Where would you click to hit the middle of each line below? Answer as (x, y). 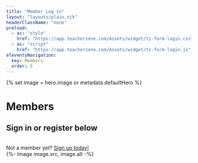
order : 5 (22, 66)
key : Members (27, 60)
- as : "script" (30, 45)
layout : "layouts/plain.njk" (42, 17)
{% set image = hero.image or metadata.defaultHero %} (74, 83)
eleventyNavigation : (32, 55)
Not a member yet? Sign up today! (48, 148)
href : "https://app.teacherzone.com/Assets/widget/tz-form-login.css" (105, 39)
